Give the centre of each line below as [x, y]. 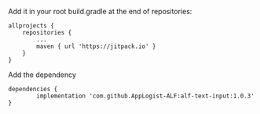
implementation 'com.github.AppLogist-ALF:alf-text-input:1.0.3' [146, 96]
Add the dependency [42, 75]
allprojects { [31, 26]
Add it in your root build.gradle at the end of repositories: [100, 11]
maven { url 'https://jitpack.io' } [96, 46]
